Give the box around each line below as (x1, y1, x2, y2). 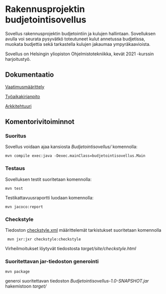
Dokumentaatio (5, 71, 54, 79)
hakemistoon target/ (5, 283, 47, 290)
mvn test (5, 186, 23, 191)
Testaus (5, 165, 25, 172)
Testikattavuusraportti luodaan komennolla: (5, 194, 94, 200)
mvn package (5, 269, 30, 275)
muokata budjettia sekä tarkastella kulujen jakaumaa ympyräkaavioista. (5, 41, 151, 47)
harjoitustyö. (5, 56, 31, 62)
